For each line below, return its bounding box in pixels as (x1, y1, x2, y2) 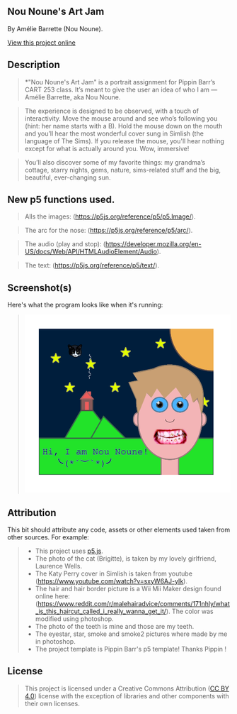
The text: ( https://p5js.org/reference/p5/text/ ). (24, 261, 160, 270)
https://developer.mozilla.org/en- (105, 240, 202, 248)
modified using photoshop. (35, 615, 115, 623)
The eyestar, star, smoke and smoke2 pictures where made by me (35, 630, 228, 638)
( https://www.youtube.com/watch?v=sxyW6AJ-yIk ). (35, 577, 187, 586)
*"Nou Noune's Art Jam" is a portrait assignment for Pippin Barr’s (24, 77, 216, 86)
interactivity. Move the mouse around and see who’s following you (24, 114, 218, 123)
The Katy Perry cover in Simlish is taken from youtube (35, 569, 193, 578)
